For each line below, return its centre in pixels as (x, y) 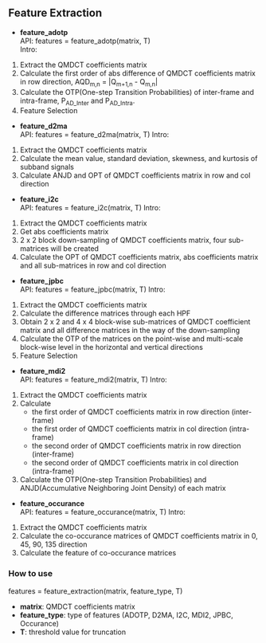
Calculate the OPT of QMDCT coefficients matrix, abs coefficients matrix (139, 257)
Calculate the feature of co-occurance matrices (98, 553)
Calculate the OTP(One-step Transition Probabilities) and (113, 480)
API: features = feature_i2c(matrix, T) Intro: (90, 208)
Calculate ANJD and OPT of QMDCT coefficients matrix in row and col (135, 175)
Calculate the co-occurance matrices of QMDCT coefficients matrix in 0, (139, 536)
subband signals (47, 167)
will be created (75, 249)
